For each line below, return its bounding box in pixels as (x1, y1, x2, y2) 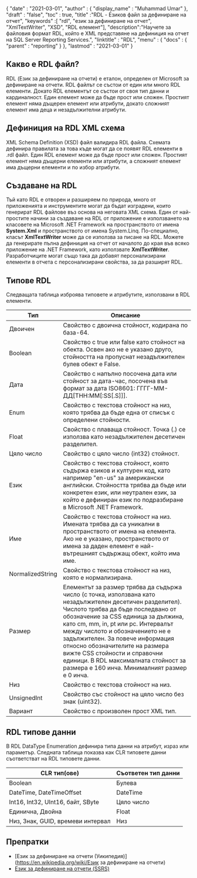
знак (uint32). (63, 698, 102, 706)
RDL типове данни (6, 727, 76, 737)
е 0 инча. (63, 671, 89, 680)
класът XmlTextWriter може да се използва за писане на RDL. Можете (6, 234, 184, 241)
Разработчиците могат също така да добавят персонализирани (6, 252, 166, 259)
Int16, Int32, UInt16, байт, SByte (9, 798, 100, 806)
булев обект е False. (63, 360, 121, 369)
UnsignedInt (9, 694, 43, 702)
